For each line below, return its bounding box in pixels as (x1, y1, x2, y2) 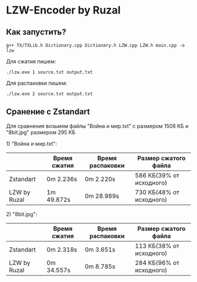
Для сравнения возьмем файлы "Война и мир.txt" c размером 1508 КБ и (6, 122, 189, 129)
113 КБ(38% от (134, 241, 180, 250)
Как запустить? (6, 27, 66, 37)
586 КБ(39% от (134, 171, 180, 179)
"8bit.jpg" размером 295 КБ (6, 129, 76, 136)
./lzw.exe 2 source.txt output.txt (6, 91, 93, 97)
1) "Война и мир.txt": (6, 140, 57, 147)
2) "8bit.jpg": (6, 210, 38, 217)
